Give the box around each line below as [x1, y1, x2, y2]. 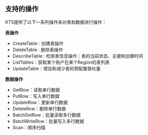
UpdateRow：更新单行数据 [12, 99, 68, 105]
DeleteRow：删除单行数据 [12, 105, 66, 111]
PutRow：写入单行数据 [12, 93, 59, 99]
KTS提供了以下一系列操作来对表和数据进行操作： [5, 19, 107, 25]
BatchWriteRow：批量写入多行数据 [12, 118, 84, 124]
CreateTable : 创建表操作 [12, 40, 64, 46]
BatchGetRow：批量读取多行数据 [12, 112, 81, 118]
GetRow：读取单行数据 [12, 87, 60, 93]
